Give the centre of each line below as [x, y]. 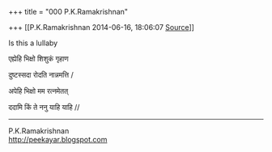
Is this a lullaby [33, 43]
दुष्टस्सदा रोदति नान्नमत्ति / [41, 75]
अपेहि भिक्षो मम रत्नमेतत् [38, 91]
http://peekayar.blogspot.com [58, 139]
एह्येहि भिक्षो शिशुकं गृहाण [38, 59]
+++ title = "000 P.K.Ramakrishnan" [68, 12]
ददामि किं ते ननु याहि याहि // [44, 107]
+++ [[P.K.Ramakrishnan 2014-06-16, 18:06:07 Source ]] [101, 27]
